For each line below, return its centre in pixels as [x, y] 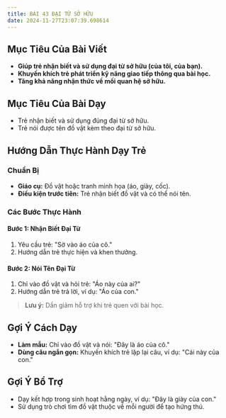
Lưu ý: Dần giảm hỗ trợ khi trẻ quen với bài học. [94, 305]
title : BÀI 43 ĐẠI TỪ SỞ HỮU [50, 14]
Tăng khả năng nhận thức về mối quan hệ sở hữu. [91, 81]
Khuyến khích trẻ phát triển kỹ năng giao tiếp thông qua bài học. [114, 74]
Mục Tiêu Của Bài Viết [57, 49]
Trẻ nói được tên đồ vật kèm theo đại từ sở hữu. [87, 128]
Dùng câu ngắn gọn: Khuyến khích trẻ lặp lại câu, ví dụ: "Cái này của [118, 352]
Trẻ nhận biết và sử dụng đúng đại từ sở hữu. [83, 120]
